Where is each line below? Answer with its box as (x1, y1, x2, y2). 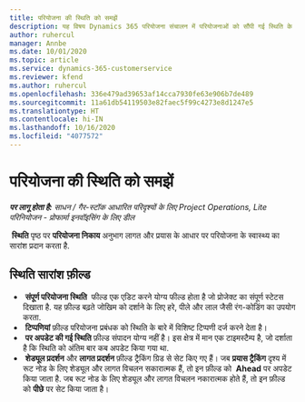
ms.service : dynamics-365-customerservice (9, 65, 172, 74)
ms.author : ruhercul (9, 81, 88, 90)
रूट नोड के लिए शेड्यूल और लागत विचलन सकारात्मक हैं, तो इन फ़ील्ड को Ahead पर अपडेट (22, 363, 292, 374)
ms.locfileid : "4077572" (9, 132, 103, 141)
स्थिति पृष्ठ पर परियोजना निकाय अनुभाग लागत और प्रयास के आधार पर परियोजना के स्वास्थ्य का (11, 229, 280, 241)
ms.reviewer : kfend (9, 73, 84, 82)
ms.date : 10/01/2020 (9, 47, 88, 56)
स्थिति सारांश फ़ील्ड (9, 267, 91, 283)
